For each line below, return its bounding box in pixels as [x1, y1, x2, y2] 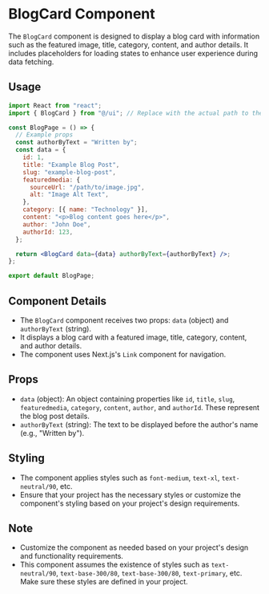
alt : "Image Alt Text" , [29, 190, 110, 199]
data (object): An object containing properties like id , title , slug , [19, 394, 235, 404]
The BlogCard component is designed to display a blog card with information [8, 31, 260, 41]
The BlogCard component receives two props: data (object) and [19, 315, 229, 325]
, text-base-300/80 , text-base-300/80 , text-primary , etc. [55, 568, 243, 578]
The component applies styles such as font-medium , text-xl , [19, 473, 220, 482]
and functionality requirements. [19, 551, 124, 561]
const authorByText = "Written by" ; [15, 138, 138, 147]
